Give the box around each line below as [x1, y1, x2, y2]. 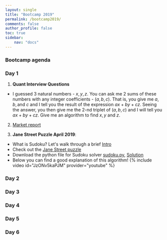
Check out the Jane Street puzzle [12, 146, 81, 152]
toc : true [5, 30, 26, 35]
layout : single [5, 7, 37, 12]
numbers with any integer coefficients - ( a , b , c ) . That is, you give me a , [12, 96, 159, 102]
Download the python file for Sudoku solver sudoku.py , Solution [12, 151, 144, 157]
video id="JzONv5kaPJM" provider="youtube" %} [12, 162, 115, 168]
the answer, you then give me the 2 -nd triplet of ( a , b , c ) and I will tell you [12, 106, 163, 112]
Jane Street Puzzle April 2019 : [12, 131, 76, 137]
